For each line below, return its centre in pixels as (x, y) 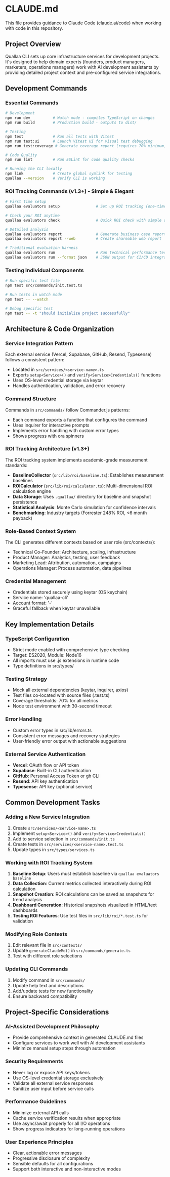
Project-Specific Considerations (57, 1012)
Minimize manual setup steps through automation (64, 1048)
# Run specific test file (32, 281)
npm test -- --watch (27, 299)
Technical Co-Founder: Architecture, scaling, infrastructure (74, 552)
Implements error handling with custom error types (66, 430)
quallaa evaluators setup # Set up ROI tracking (74, 206)
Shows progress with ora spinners (48, 436)
